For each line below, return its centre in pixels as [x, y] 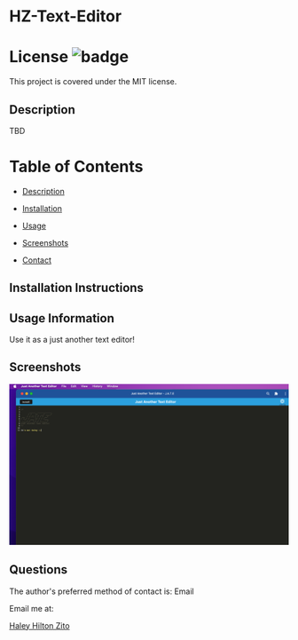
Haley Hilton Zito [39, 625]
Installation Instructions [77, 288]
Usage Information [62, 318]
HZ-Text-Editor [66, 16]
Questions [39, 570]
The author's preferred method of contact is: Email [102, 591]
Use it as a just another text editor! [72, 340]
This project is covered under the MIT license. [93, 82]
